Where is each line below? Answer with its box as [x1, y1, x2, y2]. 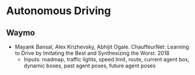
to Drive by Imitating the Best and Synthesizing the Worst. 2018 [14, 50, 170, 57]
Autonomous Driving [6, 4, 111, 18]
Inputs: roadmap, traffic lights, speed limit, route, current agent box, [23, 56, 190, 63]
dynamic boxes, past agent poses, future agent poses [23, 62, 156, 69]
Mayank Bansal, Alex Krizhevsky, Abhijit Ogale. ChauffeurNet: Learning [14, 43, 189, 50]
